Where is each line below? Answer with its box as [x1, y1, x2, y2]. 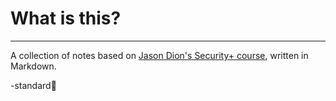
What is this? [10, 7, 122, 30]
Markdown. [10, 60, 57, 72]
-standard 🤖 [10, 79, 57, 91]
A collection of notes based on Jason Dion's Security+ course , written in [10, 49, 309, 61]
